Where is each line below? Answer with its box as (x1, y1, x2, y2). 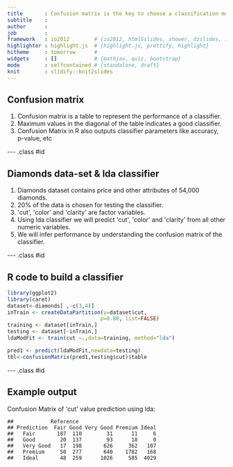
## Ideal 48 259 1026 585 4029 (7, 455, 157, 461)
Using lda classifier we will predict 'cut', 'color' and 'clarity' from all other (17, 215, 226, 224)
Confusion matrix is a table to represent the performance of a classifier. (17, 112, 222, 121)
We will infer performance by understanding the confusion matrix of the (17, 230, 223, 239)
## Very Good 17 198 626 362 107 (7, 442, 157, 449)
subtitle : (7, 17, 49, 24)
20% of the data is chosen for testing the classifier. (17, 201, 164, 209)
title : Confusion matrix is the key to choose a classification (7, 10, 218, 17)
